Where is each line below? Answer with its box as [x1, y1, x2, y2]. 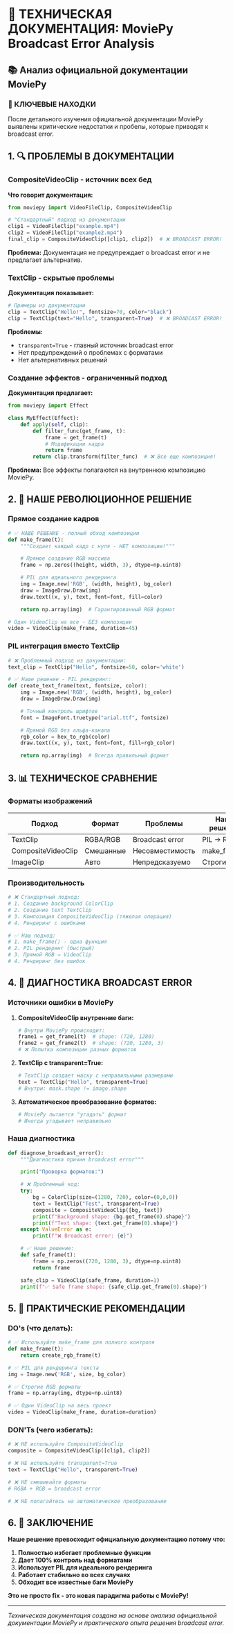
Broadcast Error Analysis [8, 36, 155, 51]
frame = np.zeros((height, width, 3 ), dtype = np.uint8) [20, 561, 182, 569]
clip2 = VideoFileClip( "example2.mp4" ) [8, 229, 123, 236]
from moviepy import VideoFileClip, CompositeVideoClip [8, 204, 172, 211]
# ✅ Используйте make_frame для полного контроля [8, 1339, 155, 1346]
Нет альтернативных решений [17, 355, 108, 364]
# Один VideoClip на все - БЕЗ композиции [8, 618, 132, 626]
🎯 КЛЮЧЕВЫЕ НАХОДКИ [8, 99, 96, 109]
